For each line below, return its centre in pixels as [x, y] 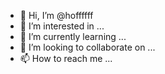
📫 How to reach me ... [66, 58]
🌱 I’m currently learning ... [73, 36]
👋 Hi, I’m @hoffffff [56, 15]
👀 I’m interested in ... [62, 26]
